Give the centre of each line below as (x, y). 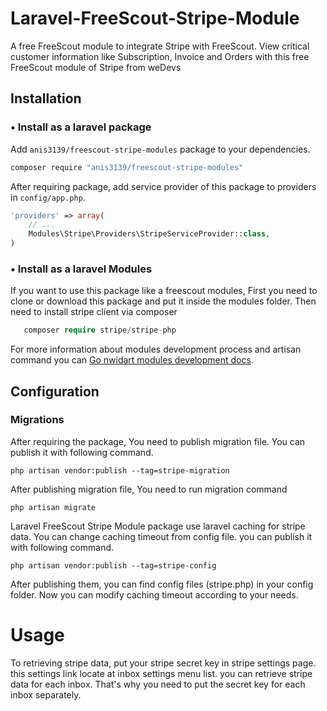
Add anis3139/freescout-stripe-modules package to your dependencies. (160, 149)
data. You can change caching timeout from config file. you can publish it (161, 536)
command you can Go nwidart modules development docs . (132, 360)
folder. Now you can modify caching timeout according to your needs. (154, 594)
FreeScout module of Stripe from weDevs (96, 67)
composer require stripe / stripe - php (100, 330)
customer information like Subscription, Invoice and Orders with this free (160, 56)
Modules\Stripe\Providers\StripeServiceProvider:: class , (149, 234)
